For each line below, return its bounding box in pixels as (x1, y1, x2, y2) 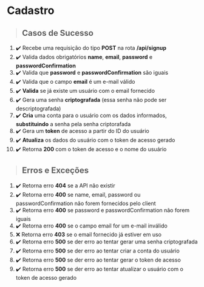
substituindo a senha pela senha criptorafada (15, 121, 131, 127)
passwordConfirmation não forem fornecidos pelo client (15, 200, 157, 207)
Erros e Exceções (21, 165, 89, 176)
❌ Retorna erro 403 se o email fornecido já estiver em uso (15, 231, 161, 238)
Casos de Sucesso (21, 28, 93, 38)
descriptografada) (15, 105, 61, 112)
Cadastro (7, 4, 55, 18)
